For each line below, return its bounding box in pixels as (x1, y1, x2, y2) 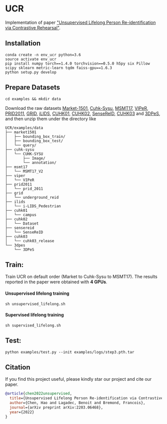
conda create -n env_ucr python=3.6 (5, 52, 81, 57)
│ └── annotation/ (5, 160, 57, 165)
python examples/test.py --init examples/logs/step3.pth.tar (5, 349, 135, 354)
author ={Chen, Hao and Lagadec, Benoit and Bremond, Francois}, (9, 401, 146, 406)
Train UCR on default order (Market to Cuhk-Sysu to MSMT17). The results (5, 274, 158, 280)
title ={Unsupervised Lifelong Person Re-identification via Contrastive (9, 396, 164, 401)
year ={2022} (9, 410, 35, 415)
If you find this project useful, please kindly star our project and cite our (5, 376, 152, 382)
